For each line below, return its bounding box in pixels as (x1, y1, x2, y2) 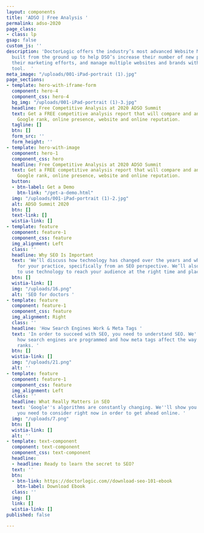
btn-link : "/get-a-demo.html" (17, 190, 94, 196)
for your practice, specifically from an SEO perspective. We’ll (17, 263, 186, 269)
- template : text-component (6, 438, 78, 444)
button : (12, 179, 32, 185)
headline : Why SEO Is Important (12, 252, 94, 258)
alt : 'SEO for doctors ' (12, 291, 75, 298)
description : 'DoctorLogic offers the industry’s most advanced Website (6, 49, 194, 55)
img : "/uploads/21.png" (12, 359, 72, 365)
